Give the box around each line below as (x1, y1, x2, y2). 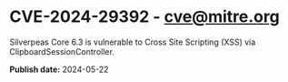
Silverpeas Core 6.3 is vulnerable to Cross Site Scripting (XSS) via (9, 36, 256, 47)
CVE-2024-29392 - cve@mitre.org (9, 6, 280, 27)
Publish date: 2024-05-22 (9, 64, 109, 75)
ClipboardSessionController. (9, 46, 115, 56)
